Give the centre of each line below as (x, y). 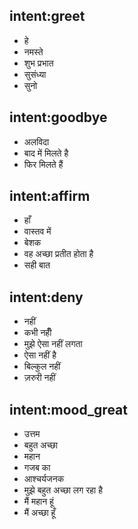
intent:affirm (50, 196)
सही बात (37, 265)
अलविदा (36, 141)
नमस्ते (33, 51)
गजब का (37, 468)
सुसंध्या (35, 74)
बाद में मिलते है (46, 153)
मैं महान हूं (38, 501)
